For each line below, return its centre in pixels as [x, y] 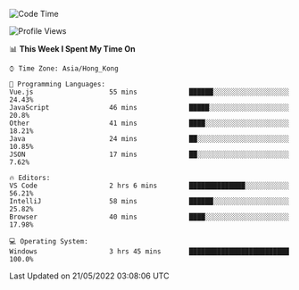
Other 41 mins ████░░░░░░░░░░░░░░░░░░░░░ [149, 123]
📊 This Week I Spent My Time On [72, 49]
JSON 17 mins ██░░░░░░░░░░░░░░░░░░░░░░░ [149, 154]
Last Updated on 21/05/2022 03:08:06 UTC [89, 276]
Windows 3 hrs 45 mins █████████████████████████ [149, 252]
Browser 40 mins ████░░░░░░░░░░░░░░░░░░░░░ [149, 217]
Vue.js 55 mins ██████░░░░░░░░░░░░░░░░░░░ [149, 92]
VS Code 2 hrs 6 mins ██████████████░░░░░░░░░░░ [149, 186]
